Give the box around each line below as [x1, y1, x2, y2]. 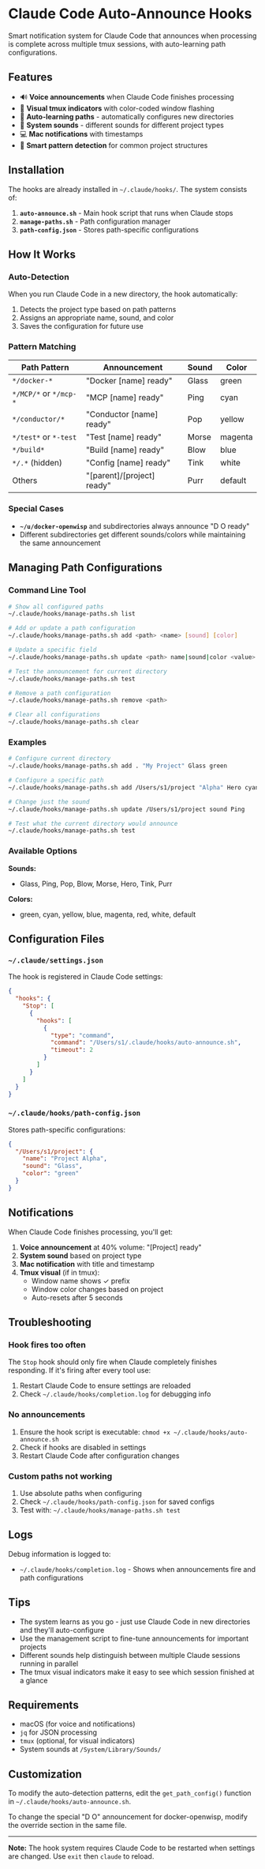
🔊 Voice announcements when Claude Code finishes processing [19, 92, 234, 101]
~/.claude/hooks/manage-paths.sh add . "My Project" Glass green [8, 762, 227, 771]
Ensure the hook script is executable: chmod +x [19, 1427, 171, 1437]
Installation [8, 164, 65, 177]
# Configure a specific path [8, 776, 104, 785]
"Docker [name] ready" [85, 375, 173, 386]
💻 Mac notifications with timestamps [19, 129, 144, 138]
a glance [19, 1675, 48, 1685]
